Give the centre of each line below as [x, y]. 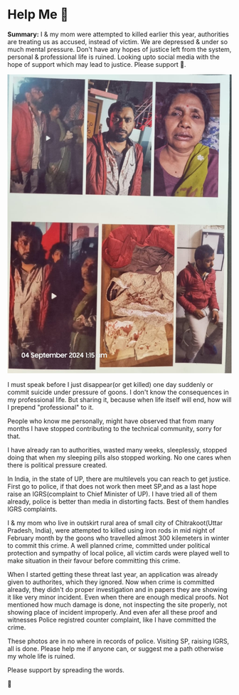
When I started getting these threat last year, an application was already [113, 574]
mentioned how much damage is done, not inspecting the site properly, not [117, 605]
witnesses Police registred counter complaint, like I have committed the [112, 620]
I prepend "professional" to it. [51, 407]
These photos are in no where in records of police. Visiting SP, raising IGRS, [118, 641]
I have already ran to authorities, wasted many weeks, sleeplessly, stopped [117, 450]
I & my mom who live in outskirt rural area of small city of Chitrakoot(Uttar [115, 523]
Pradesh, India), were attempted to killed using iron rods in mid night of [111, 530]
